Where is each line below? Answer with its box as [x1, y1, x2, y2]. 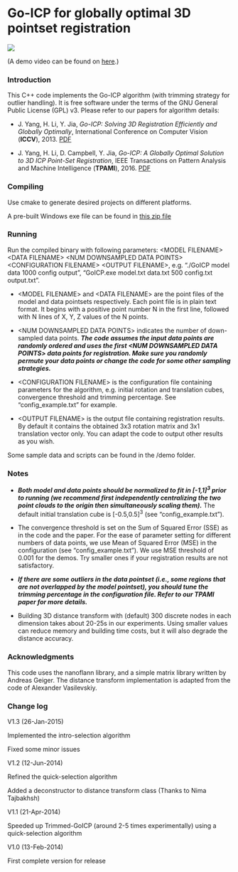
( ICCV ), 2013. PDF [17, 135, 72, 144]
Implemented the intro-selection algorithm [7, 731, 131, 740]
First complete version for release [7, 856, 107, 866]
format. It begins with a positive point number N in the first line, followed [17, 305, 229, 313]
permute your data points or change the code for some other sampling [17, 356, 231, 364]
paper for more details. [17, 598, 87, 606]
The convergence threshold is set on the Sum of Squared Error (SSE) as [17, 523, 229, 532]
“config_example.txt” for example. [17, 400, 117, 409]
